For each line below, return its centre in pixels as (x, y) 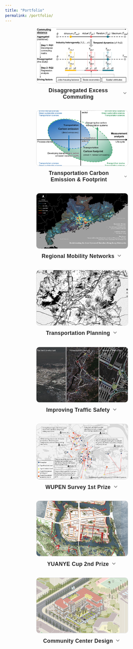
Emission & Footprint (79, 180)
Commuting (78, 97)
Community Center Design (78, 641)
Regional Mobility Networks (78, 256)
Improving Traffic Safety (78, 410)
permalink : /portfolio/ (29, 15)
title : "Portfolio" (25, 10)
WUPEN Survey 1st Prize (78, 487)
